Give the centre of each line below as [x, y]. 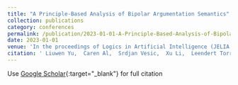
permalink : [23, 34]
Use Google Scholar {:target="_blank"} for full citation [85, 73]
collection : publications [45, 21]
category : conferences [41, 27]
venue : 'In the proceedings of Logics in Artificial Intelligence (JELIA [119, 47]
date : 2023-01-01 [33, 40]
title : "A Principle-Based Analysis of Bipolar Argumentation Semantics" [119, 14]
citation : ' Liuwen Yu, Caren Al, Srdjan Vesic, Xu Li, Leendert [112, 54]
